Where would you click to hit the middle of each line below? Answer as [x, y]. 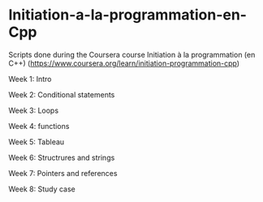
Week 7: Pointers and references [63, 173]
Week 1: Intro [30, 79]
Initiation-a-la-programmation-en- [128, 15]
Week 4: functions [39, 126]
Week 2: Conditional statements [62, 94]
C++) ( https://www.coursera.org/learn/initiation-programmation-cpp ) [124, 63]
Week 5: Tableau [37, 142]
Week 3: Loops [34, 110]
